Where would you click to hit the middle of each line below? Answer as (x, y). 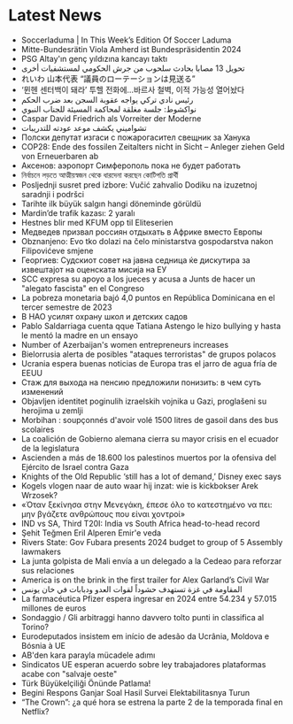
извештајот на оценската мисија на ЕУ (94, 269)
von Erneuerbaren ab (60, 156)
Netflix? (35, 711)
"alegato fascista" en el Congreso (83, 288)
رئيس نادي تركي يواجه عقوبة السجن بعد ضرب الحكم (107, 99)
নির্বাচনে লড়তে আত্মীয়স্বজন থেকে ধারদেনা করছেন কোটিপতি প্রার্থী (100, 174)
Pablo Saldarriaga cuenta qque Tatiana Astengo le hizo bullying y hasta (151, 326)
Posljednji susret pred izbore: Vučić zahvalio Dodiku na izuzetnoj (139, 185)
